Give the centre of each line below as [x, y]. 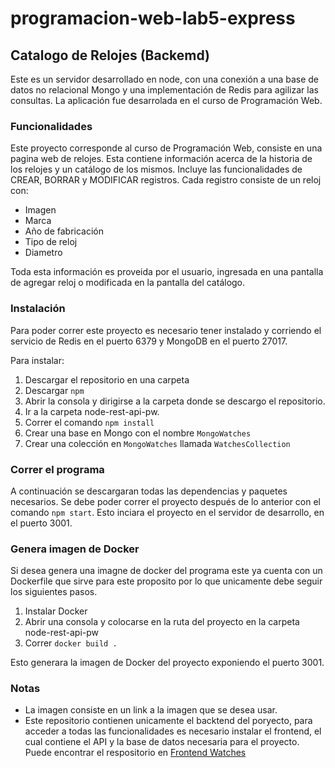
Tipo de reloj [51, 242]
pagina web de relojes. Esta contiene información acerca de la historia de [161, 159]
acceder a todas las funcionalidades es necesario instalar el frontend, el [173, 731]
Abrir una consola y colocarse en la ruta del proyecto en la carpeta [162, 622]
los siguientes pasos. [54, 592]
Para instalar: [37, 360]
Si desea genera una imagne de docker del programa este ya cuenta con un [166, 571]
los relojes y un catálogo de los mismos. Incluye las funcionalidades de [156, 169]
